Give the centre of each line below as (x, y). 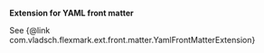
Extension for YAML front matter (71, 13)
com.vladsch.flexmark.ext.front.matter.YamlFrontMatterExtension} (132, 40)
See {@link (30, 30)
